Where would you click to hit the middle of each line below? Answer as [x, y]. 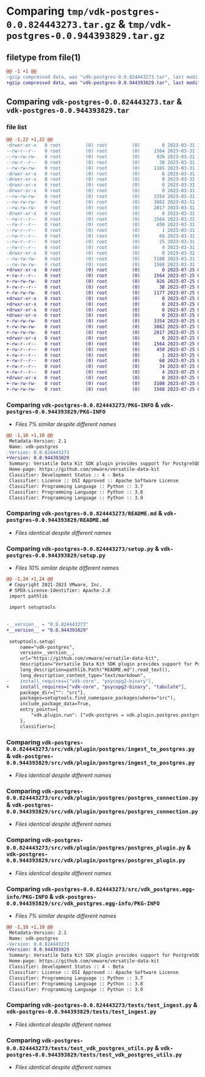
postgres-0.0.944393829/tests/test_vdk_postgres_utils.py [94, 1054]
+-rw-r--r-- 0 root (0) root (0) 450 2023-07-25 [101, 349]
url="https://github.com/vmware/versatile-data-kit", [90, 659]
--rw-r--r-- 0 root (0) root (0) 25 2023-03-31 [101, 242]
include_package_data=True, [56, 704]
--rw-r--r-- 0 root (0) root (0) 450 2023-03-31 [101, 225]
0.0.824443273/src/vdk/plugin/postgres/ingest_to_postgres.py [101, 749]
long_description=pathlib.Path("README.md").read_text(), [95, 670]
